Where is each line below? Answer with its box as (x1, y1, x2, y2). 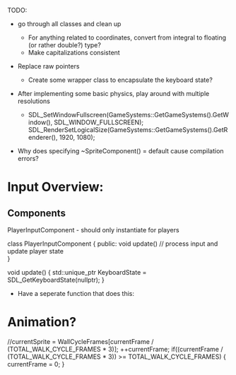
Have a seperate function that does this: (17, 290, 134, 297)
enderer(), (28, 133, 58, 141)
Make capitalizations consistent (28, 49, 120, 56)
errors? (17, 155, 39, 162)
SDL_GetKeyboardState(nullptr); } (7, 275, 105, 284)
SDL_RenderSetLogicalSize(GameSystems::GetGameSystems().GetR (28, 126, 228, 133)
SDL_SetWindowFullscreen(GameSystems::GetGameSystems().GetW (28, 111, 230, 119)
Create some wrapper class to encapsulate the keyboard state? (28, 76, 213, 84)
